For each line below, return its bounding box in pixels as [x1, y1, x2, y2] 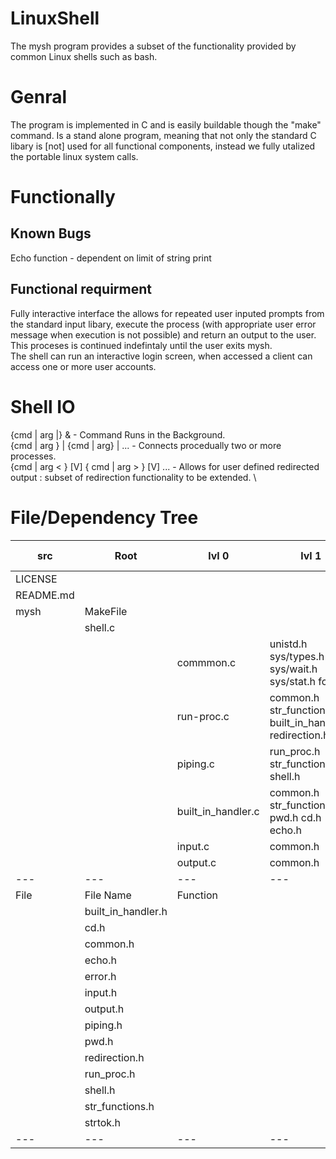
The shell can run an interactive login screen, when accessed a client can [10, 350, 313, 362]
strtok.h [84, 1115, 121, 1129]
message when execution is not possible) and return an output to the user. [10, 328, 317, 341]
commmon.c [176, 655, 237, 669]
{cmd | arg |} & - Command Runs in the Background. [10, 428, 226, 441]
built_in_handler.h [84, 904, 168, 918]
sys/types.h [269, 649, 325, 663]
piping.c [176, 757, 215, 771]
